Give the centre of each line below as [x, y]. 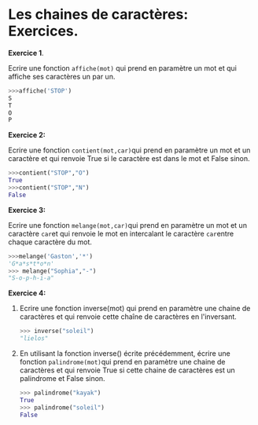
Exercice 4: [27, 293]
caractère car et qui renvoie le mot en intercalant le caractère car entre [121, 233]
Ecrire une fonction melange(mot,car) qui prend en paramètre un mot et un [128, 225]
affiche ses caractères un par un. [62, 76]
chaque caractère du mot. [50, 242]
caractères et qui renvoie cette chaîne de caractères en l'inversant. [128, 317]
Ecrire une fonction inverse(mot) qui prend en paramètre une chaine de [135, 309]
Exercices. [43, 31]
